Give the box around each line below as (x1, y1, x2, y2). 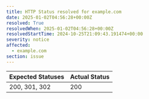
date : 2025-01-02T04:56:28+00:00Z (6, 14, 93, 20)
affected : (6, 43, 31, 49)
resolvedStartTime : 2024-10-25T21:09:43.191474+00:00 (6, 31, 144, 37)
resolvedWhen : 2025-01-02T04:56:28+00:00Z (6, 25, 114, 32)
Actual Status (69, 73, 110, 81)
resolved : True (6, 20, 44, 26)
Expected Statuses (9, 73, 65, 81)
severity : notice (6, 37, 50, 43)
